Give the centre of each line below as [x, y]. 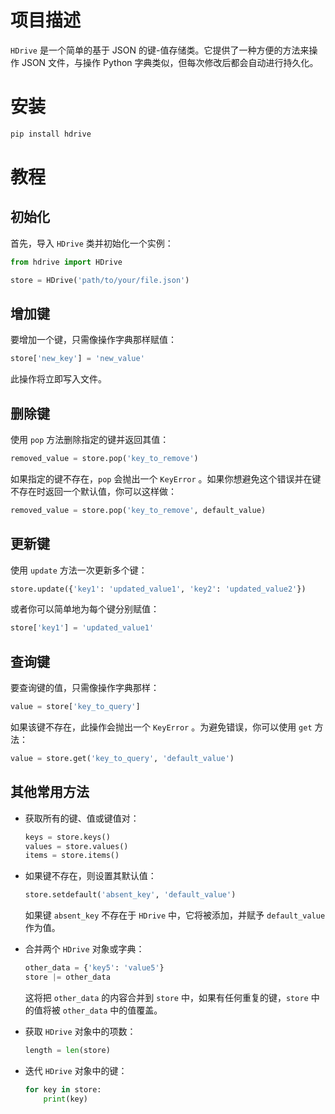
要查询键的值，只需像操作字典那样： [85, 688]
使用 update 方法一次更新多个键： [79, 570]
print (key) [66, 1099]
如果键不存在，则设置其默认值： [90, 876]
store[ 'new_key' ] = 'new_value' [77, 359]
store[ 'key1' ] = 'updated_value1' [82, 628]
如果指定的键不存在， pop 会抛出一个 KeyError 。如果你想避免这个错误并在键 [166, 478]
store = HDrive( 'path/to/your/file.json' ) [100, 280]
